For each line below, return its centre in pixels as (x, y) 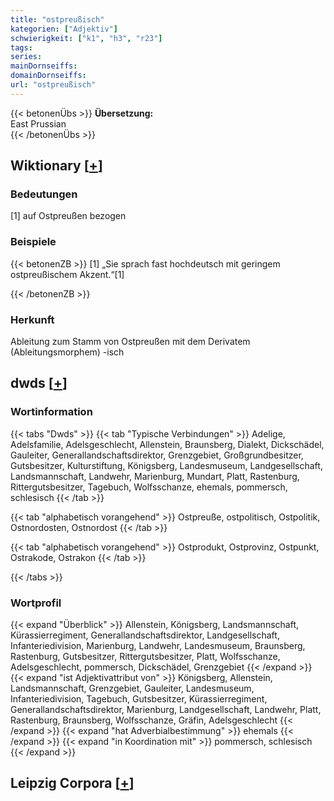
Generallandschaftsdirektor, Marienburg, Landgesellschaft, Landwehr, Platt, (166, 710)
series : (26, 57)
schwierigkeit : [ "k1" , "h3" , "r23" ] (86, 38)
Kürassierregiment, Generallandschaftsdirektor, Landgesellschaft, (145, 635)
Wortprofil (36, 603)
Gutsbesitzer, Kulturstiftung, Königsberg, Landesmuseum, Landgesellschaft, (166, 465)
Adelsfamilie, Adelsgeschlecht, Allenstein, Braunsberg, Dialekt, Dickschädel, (167, 444)
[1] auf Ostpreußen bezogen (68, 216)
